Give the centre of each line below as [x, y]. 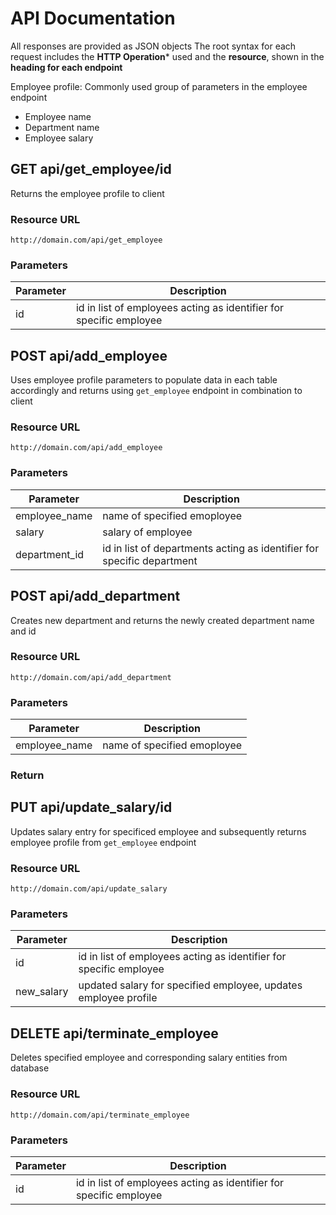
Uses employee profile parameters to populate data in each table [144, 380]
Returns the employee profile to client [87, 193]
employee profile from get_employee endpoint [103, 842]
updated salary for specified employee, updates [190, 985]
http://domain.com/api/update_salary [89, 889]
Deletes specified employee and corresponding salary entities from [149, 1058]
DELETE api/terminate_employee [114, 1033]
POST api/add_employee [89, 355]
